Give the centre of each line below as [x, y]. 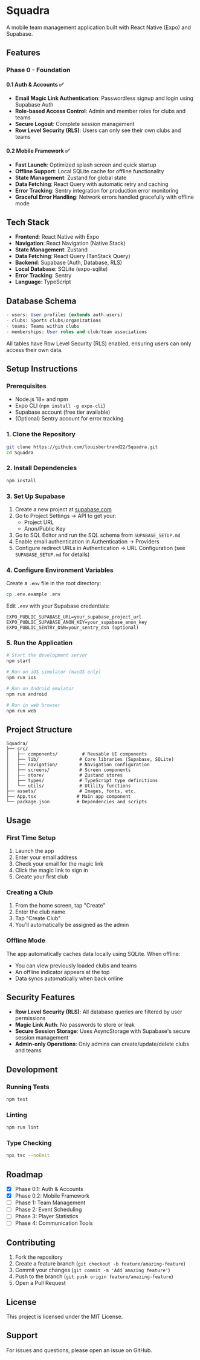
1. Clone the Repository [41, 434]
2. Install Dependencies [42, 468]
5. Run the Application [40, 643]
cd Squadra [20, 453]
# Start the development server [47, 655]
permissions [30, 1018]
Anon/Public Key [45, 528]
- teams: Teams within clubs [43, 327]
